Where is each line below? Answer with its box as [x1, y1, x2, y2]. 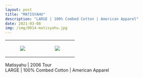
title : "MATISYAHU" [5, 12, 46, 17]
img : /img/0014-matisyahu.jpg [5, 26, 68, 31]
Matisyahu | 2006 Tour [5, 62, 52, 68]
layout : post [5, 7, 32, 12]
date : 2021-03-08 [5, 21, 41, 26]
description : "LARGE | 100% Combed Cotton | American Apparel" [5, 16, 139, 21]
